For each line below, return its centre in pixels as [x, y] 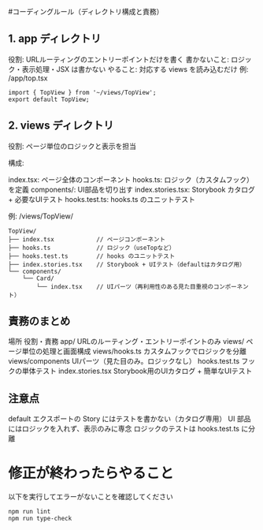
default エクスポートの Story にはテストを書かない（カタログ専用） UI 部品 [130, 419]
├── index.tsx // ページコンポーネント [87, 239]
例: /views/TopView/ [41, 216]
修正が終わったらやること [91, 474]
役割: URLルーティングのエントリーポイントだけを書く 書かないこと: [119, 59]
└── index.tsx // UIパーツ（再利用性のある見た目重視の [125, 286]
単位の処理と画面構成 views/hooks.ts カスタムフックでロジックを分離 [134, 351]
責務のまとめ [39, 321]
